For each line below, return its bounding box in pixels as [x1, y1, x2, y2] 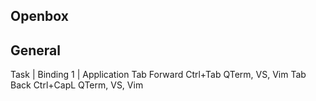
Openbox [10, 8, 69, 25]
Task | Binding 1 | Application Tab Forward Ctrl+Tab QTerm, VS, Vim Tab [10, 69, 307, 81]
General [10, 42, 62, 59]
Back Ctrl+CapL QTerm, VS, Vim [10, 79, 144, 91]
